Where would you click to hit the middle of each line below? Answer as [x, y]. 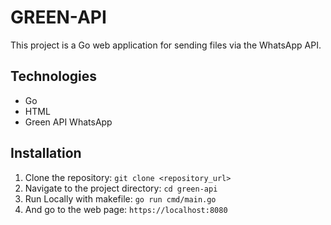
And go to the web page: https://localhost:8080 [126, 209]
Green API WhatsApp [68, 122]
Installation [46, 153]
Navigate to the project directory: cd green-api [121, 188]
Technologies [54, 76]
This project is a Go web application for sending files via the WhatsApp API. [166, 45]
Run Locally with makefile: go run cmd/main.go [120, 198]
